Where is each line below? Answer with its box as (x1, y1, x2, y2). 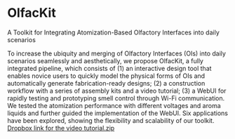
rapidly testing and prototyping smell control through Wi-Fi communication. (7, 93, 225, 102)
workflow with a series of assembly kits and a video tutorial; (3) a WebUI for (7, 86, 227, 95)
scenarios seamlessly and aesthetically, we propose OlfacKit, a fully (7, 56, 203, 65)
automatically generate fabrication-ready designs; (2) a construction (7, 79, 206, 87)
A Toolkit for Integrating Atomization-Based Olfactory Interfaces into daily (7, 28, 220, 37)
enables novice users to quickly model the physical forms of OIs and (7, 72, 206, 80)
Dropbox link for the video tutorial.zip (7, 124, 115, 132)
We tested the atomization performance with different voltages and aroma (7, 101, 221, 110)
